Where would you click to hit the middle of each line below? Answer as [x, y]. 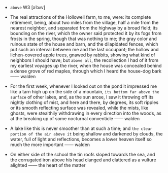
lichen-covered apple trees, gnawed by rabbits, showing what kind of [83, 55]
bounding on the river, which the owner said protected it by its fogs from [86, 33]
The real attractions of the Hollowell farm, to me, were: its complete [80, 17]
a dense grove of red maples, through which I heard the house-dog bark [86, 71]
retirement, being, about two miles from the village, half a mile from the [84, 23]
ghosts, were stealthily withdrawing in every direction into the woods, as [86, 113]
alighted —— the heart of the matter [48, 165]
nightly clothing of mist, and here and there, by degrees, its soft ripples [84, 102]
